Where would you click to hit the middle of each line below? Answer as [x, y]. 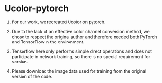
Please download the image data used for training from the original [79, 71]
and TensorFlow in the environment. [48, 41]
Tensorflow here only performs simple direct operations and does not [82, 51]
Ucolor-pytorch [37, 9]
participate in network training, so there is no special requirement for [81, 56]
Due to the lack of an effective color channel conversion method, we [81, 31]
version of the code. [32, 76]
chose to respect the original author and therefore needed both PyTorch [84, 37]
